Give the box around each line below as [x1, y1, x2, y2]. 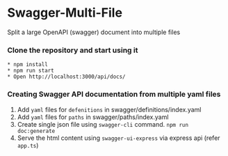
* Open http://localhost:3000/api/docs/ [7, 73, 127, 81]
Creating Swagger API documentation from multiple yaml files [7, 89, 221, 99]
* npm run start [7, 68, 54, 75]
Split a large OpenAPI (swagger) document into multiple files [7, 28, 181, 36]
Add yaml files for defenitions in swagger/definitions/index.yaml [17, 105, 202, 114]
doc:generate [17, 127, 56, 134]
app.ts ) [17, 141, 39, 149]
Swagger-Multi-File [7, 5, 123, 21]
